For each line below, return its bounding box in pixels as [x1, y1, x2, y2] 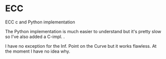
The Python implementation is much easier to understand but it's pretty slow [5, 28, 162, 34]
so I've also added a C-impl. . [5, 34, 65, 39]
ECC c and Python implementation [5, 19, 75, 25]
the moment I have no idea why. [5, 48, 70, 54]
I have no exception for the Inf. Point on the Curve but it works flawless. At [5, 43, 157, 49]
